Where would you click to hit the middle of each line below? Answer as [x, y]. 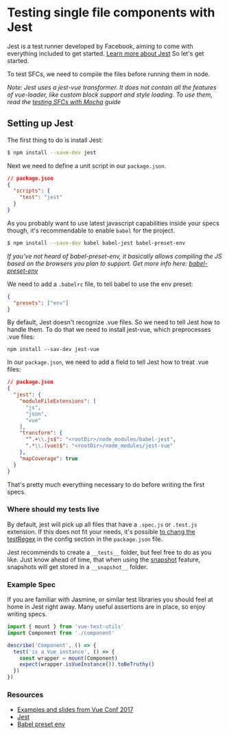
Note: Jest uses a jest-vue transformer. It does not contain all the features [112, 87]
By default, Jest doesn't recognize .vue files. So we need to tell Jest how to [114, 322]
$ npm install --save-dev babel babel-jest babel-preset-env [96, 243]
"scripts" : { [32, 191]
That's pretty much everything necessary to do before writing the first [106, 484]
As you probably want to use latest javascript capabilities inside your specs [113, 223]
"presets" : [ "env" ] [41, 303]
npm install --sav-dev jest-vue [53, 350]
